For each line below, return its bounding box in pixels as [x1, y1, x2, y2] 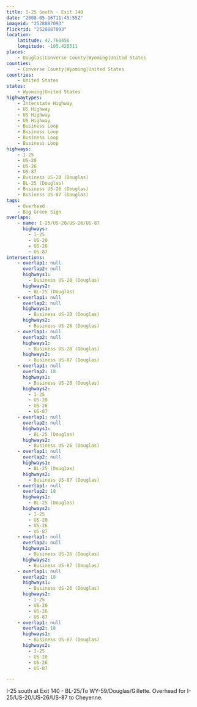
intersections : [6, 254, 45, 261]
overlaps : [6, 214, 32, 221]
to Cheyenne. [69, 694, 103, 701]
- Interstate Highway [17, 100, 72, 106]
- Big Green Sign [17, 209, 62, 215]
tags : [6, 197, 20, 203]
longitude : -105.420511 [17, 44, 78, 50]
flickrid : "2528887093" [6, 26, 67, 33]
